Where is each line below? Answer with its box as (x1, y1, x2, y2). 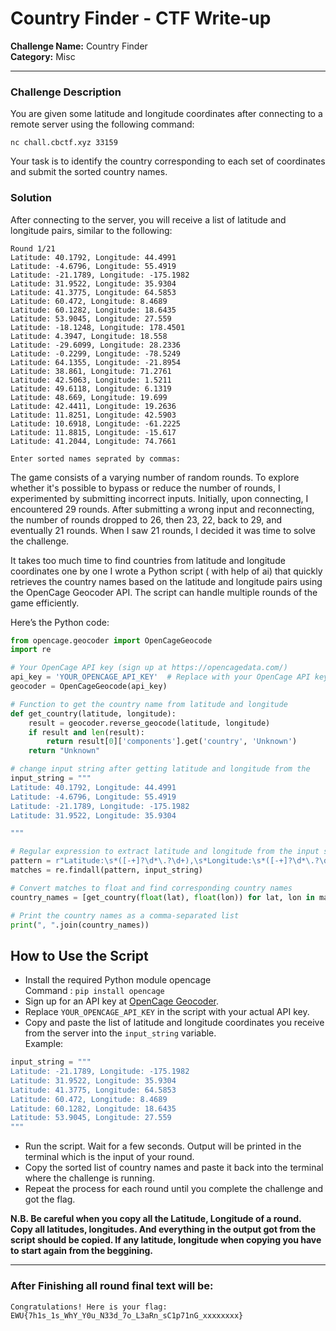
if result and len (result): (28, 727, 145, 737)
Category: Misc (10, 50, 76, 62)
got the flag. (24, 1193, 76, 1206)
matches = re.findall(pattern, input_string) (10, 865, 203, 876)
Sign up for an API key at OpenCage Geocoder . (24, 995, 219, 1007)
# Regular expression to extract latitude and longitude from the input (10, 847, 320, 857)
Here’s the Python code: (10, 616, 110, 628)
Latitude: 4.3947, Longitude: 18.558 (10, 331, 168, 341)
